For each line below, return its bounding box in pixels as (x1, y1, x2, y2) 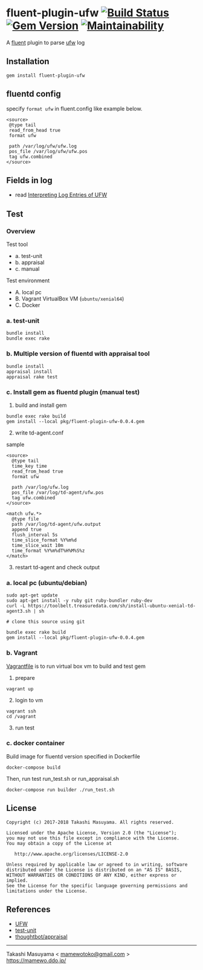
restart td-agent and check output (14, 563, 100, 571)
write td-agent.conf (14, 429, 64, 436)
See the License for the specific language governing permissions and (6, 882, 188, 888)
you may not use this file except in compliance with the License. (6, 835, 180, 841)
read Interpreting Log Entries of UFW (14, 191, 108, 199)
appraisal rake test (6, 373, 59, 380)
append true (11, 526, 42, 532)
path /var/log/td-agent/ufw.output (11, 521, 101, 527)
